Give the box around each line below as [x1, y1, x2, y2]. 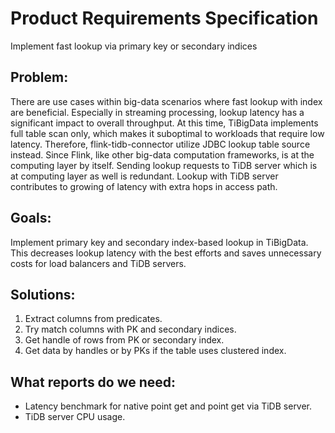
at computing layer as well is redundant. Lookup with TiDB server [10, 170, 279, 182]
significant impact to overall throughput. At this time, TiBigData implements [10, 117, 319, 129]
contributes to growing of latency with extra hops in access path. [10, 180, 278, 192]
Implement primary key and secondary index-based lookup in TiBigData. [10, 236, 309, 248]
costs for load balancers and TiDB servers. [10, 257, 187, 269]
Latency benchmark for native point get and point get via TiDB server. [24, 400, 313, 412]
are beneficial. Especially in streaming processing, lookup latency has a [10, 106, 305, 118]
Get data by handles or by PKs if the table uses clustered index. [24, 345, 287, 357]
